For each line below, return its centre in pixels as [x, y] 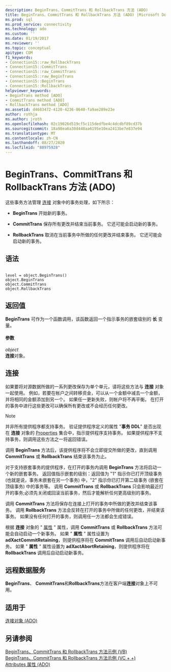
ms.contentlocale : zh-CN [32, 138]
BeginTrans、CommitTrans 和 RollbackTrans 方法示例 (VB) [66, 652]
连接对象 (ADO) [21, 621]
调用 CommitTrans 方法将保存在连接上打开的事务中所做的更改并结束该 [79, 504]
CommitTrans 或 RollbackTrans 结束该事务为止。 [57, 456]
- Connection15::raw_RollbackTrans [43, 62]
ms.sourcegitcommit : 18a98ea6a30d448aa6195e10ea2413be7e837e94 [74, 129]
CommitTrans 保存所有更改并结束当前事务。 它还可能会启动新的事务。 [87, 224]
